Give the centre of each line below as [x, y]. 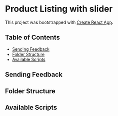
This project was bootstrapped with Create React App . [59, 22]
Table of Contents [33, 37]
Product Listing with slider [59, 9]
